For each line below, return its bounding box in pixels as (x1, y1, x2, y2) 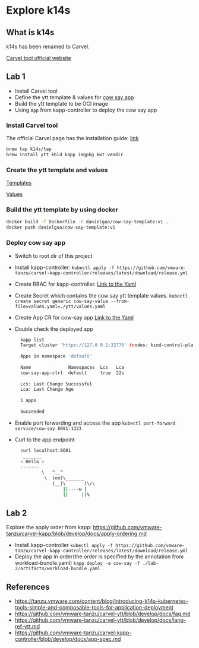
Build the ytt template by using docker (6, 206, 119, 214)
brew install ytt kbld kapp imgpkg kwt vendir (6, 151, 124, 157)
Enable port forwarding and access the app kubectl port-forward (14, 419, 176, 426)
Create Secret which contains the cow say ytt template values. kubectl (14, 292, 188, 299)
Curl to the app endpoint (14, 436, 75, 443)
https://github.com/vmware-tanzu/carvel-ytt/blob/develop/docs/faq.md (14, 610, 191, 618)
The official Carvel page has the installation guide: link (6, 135, 139, 142)
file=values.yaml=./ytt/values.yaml (14, 304, 106, 309)
